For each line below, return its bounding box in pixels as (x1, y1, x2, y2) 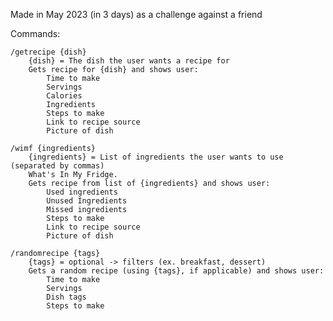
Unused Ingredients (46, 196, 128, 206)
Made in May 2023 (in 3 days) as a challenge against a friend (10, 9, 263, 20)
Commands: (10, 28, 61, 39)
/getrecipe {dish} (10, 47, 87, 57)
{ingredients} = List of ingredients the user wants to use (28, 152, 284, 162)
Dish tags (46, 292, 87, 302)
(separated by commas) (10, 161, 105, 171)
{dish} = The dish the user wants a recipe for (28, 56, 230, 66)
